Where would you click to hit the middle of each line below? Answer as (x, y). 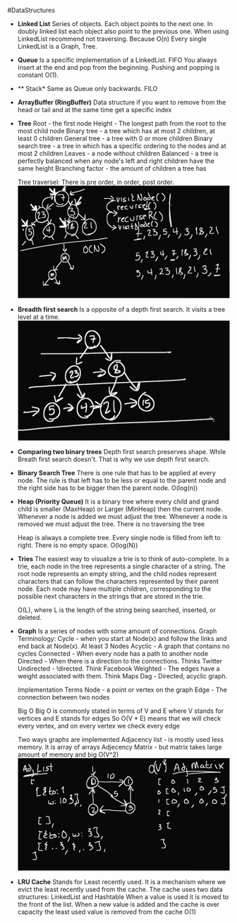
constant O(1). (38, 75)
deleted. (30, 618)
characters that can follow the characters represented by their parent (118, 582)
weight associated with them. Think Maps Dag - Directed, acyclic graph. (122, 676)
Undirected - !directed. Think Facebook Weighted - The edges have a (119, 668)
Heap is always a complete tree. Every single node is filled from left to (119, 538)
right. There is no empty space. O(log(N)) (78, 545)
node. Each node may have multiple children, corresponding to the (114, 589)
